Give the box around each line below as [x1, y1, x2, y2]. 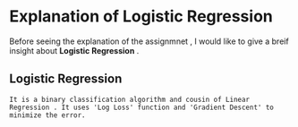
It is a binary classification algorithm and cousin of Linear [9, 95, 251, 104]
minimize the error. [9, 110, 87, 120]
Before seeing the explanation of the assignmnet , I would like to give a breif [9, 36, 289, 47]
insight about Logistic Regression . [9, 45, 140, 55]
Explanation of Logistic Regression [9, 6, 273, 27]
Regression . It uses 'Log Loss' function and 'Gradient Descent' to [9, 103, 275, 112]
